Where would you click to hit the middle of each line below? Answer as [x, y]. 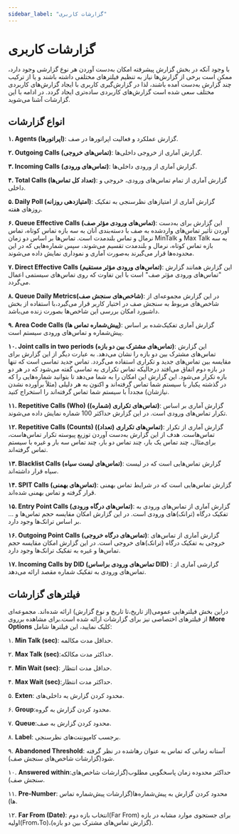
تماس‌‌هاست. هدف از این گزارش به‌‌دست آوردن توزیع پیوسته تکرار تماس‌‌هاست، [112, 435]
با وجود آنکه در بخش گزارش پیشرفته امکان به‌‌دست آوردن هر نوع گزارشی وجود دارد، [119, 69]
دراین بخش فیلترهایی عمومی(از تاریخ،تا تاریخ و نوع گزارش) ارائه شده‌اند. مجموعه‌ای [118, 612]
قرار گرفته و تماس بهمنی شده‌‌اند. [52, 493]
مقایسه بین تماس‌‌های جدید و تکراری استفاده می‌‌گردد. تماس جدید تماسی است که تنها [120, 361]
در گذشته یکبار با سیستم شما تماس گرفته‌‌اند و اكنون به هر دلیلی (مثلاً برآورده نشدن [117, 384]
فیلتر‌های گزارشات [44, 594]
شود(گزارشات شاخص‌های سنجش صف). [62, 758]
